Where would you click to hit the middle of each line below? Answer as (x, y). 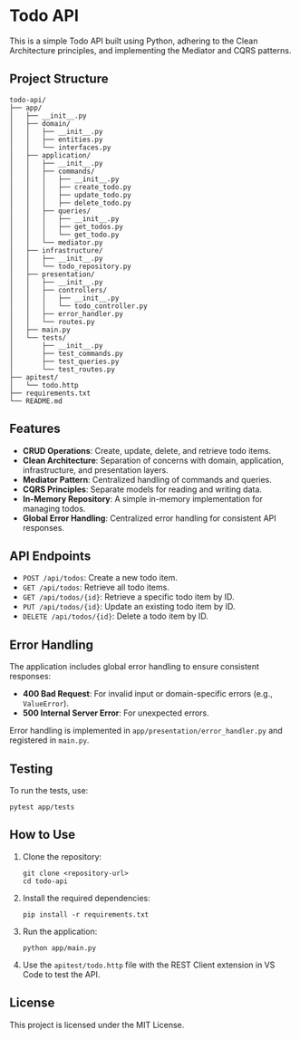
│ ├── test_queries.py (64, 361)
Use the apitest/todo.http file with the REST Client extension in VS (149, 965)
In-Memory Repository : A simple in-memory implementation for (142, 498)
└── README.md (36, 401)
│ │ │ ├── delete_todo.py (70, 203)
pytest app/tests (42, 807)
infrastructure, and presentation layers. (96, 470)
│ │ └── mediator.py (56, 242)
